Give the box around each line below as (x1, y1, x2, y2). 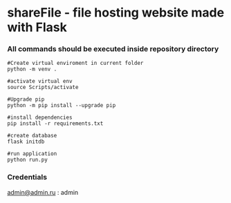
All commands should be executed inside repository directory (7, 44, 219, 54)
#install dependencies (7, 114, 73, 122)
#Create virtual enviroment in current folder (7, 60, 144, 67)
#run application (7, 151, 57, 157)
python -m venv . (7, 66, 57, 73)
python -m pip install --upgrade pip (7, 102, 116, 109)
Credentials (7, 173, 47, 182)
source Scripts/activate (7, 84, 79, 91)
